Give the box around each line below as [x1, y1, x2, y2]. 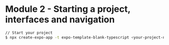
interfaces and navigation [5, 14, 115, 25]
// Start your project [5, 30, 53, 35]
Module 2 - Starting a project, [5, 3, 131, 15]
